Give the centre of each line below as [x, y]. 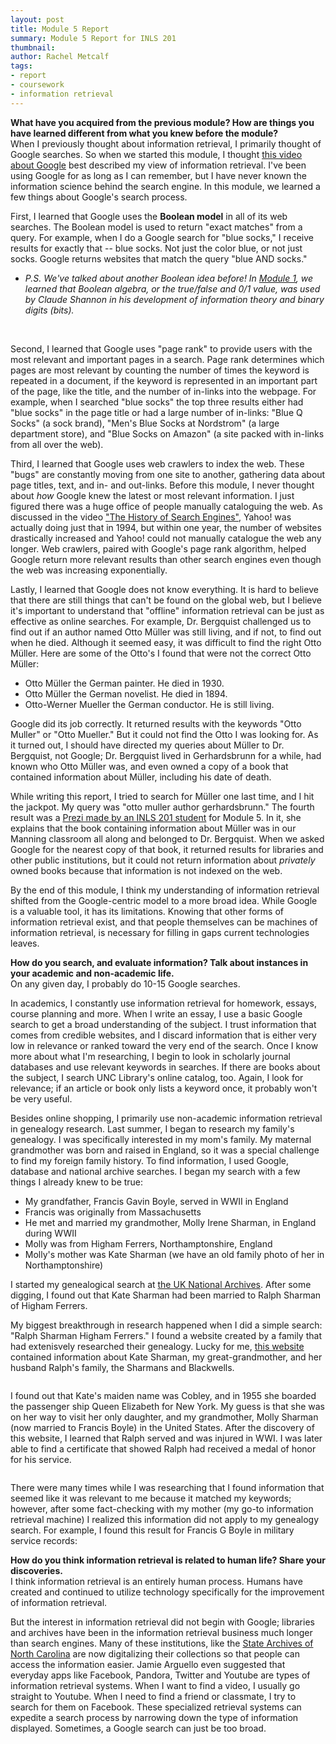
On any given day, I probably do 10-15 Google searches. [125, 983]
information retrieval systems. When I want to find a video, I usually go [155, 1685]
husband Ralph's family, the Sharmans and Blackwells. [122, 1367]
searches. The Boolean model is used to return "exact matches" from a [156, 227]
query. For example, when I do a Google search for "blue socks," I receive [162, 237]
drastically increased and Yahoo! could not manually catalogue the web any [166, 538]
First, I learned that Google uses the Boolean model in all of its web [149, 216]
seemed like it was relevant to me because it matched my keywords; [151, 1498]
